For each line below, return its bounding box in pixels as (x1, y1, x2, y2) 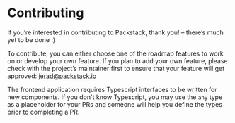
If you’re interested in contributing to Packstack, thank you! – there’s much (7, 28, 224, 37)
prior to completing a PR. (7, 108, 80, 116)
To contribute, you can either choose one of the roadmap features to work (7, 49, 224, 58)
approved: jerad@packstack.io (7, 72, 97, 80)
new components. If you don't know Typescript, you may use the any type (7, 93, 223, 101)
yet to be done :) (7, 35, 56, 44)
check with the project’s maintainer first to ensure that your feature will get (7, 64, 225, 72)
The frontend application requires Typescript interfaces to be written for (7, 85, 217, 93)
